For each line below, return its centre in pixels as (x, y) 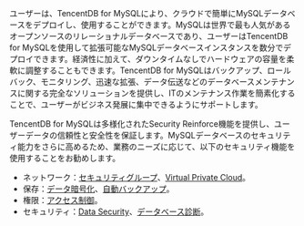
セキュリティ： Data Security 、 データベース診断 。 (116, 211)
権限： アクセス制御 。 (62, 200)
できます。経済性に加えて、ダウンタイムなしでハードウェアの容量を (160, 59)
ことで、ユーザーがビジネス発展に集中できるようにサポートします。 (137, 104)
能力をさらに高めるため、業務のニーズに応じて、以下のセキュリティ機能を (156, 147)
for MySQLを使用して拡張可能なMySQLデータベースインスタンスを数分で (147, 47)
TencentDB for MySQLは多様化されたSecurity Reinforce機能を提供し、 (142, 124)
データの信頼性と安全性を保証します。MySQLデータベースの (138, 135)
